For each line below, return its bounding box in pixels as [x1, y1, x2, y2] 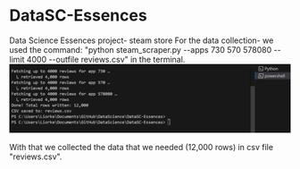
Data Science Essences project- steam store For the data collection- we [9, 35, 274, 46]
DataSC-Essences [9, 5, 147, 26]
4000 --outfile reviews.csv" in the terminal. [26, 54, 186, 64]
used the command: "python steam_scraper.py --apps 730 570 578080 [9, 44, 272, 55]
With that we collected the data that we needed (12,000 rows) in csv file [9, 141, 274, 152]
